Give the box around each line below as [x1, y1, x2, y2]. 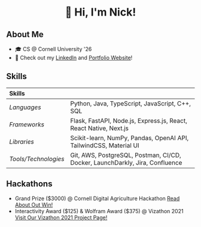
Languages [9, 103, 41, 111]
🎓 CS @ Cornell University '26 [14, 46, 92, 53]
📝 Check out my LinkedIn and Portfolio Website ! [14, 54, 133, 61]
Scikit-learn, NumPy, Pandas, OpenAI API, [70, 134, 189, 142]
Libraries [9, 137, 35, 146]
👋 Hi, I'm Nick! [65, 5, 136, 19]
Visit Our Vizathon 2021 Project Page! [14, 214, 108, 221]
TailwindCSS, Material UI [70, 141, 139, 149]
